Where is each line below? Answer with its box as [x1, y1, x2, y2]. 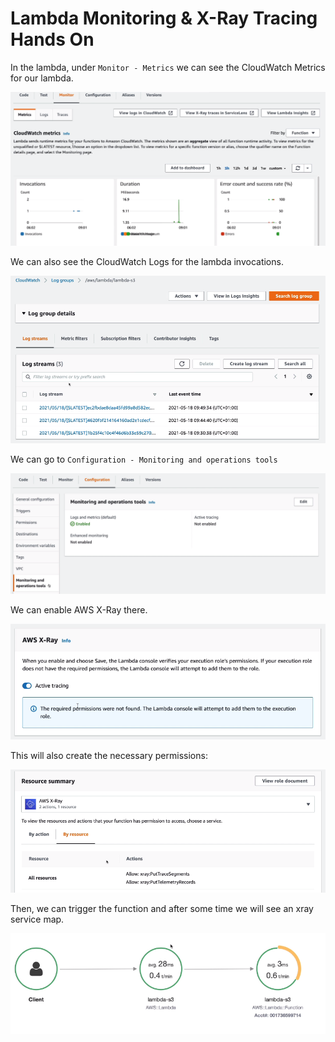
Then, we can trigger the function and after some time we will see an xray [10, 902, 314, 914]
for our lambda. [10, 72, 74, 84]
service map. [10, 913, 65, 925]
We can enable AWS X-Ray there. [10, 604, 148, 616]
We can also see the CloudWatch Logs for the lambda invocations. [10, 255, 284, 267]
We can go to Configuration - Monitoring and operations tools [10, 453, 278, 466]
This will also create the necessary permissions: [10, 749, 208, 761]
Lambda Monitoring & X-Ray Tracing [10, 7, 318, 30]
